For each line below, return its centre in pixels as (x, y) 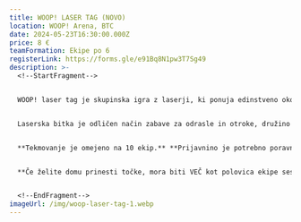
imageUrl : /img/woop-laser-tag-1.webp (82, 204)
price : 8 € (30, 43)
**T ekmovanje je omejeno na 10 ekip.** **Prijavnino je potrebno (142, 148)
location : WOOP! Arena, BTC (62, 26)
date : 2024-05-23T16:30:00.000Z (69, 34)
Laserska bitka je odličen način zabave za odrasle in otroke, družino (154, 124)
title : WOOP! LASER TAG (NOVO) (68, 17)
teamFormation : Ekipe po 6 (60, 51)
